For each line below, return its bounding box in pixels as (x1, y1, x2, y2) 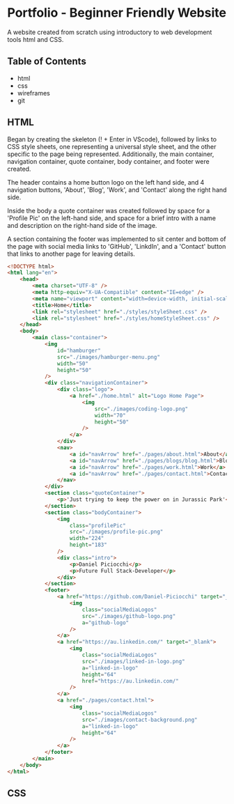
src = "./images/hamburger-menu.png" (56, 353, 160, 360)
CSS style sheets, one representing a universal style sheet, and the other (7, 142, 217, 150)
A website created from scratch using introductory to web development (7, 28, 212, 36)
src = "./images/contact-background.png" (81, 716, 198, 723)
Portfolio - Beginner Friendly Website (7, 5, 226, 21)
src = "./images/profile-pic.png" (69, 528, 164, 536)
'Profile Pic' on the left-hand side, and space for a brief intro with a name (7, 214, 217, 222)
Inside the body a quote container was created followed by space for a (7, 206, 210, 215)
